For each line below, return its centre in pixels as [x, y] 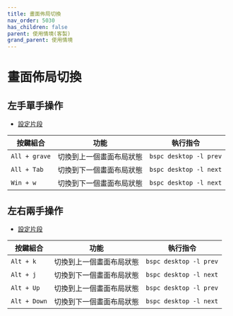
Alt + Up [25, 288]
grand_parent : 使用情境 [40, 40]
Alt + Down [29, 301]
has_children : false [38, 27]
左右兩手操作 [35, 210]
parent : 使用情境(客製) [39, 34]
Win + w [24, 183]
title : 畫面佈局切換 [34, 14]
